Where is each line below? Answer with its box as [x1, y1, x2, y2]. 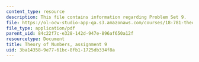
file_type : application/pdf [6, 25, 76, 31]
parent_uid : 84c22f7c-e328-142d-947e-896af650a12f [6, 31, 134, 37]
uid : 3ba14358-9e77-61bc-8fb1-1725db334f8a [6, 47, 115, 53]
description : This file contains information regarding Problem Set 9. [6, 14, 187, 20]
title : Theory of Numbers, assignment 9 [6, 42, 108, 48]
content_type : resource [6, 8, 65, 15]
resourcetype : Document [6, 36, 65, 42]
